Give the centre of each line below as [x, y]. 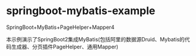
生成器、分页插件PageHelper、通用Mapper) [65, 47]
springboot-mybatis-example [81, 11]
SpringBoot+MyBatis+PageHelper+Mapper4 [60, 27]
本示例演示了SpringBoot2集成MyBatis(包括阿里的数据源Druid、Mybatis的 [96, 39]
